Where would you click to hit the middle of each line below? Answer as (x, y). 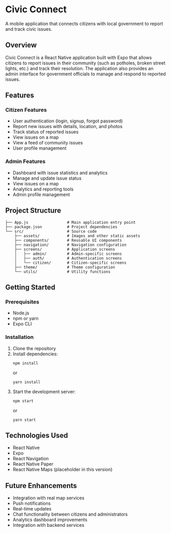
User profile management (40, 148)
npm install (25, 363)
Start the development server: (44, 391)
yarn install (27, 382)
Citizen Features (26, 110)
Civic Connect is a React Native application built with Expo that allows (79, 57)
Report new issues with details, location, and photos (67, 126)
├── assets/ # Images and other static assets (77, 236)
